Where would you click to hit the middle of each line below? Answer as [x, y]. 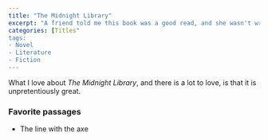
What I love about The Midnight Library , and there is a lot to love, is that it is [132, 82]
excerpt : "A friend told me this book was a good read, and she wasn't [130, 23]
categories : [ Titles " [44, 30]
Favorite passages [45, 111]
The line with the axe [54, 129]
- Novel [21, 45]
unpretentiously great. [45, 91]
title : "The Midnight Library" [60, 16]
